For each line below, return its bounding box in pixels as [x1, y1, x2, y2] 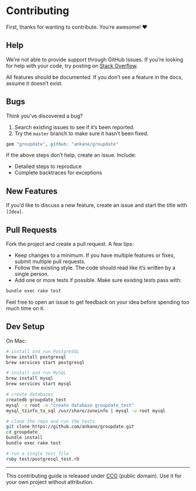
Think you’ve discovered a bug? [6, 112, 83, 119]
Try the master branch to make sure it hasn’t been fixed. [14, 130, 149, 137]
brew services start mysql [6, 381, 72, 387]
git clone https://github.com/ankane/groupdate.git [6, 424, 134, 430]
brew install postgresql [6, 354, 66, 360]
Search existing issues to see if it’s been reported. [14, 123, 135, 131]
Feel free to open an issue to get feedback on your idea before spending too [6, 298, 190, 305]
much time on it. [6, 304, 45, 311]
